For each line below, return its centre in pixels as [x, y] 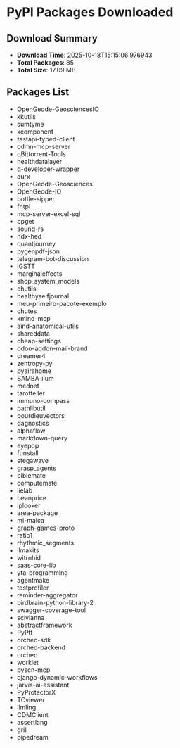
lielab [25, 490]
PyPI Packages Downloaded [90, 12]
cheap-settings [39, 341]
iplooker [28, 505]
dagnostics [33, 423]
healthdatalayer [39, 161]
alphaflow [31, 431]
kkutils [26, 116]
